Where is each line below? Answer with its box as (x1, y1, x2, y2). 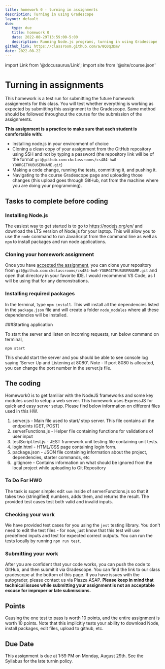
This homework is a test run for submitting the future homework (5, 96, 135, 102)
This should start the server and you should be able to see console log (5, 354, 148, 360)
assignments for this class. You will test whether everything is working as (5, 101, 154, 106)
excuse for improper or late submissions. (5, 588, 91, 594)
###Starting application (5, 321, 53, 327)
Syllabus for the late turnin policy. (5, 658, 73, 664)
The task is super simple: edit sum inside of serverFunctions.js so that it (5, 488, 149, 494)
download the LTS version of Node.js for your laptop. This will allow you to (5, 228, 156, 234)
